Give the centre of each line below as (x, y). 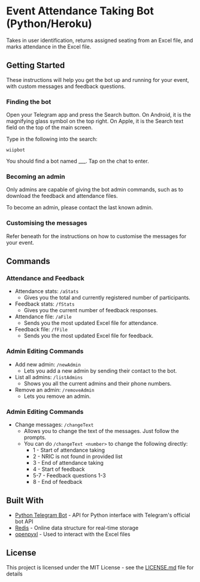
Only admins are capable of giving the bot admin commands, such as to (95, 190)
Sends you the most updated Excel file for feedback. (89, 336)
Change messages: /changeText (54, 424)
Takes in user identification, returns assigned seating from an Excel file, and (100, 40)
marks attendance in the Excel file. (49, 47)
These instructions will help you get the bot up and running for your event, (98, 80)
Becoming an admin (36, 176)
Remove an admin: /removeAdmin (54, 389)
